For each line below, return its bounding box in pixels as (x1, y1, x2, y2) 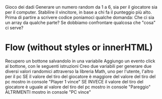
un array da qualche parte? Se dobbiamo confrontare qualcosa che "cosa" (5, 20, 156, 25)
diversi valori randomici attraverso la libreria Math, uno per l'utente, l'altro (5, 68, 154, 74)
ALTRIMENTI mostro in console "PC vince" (5, 89, 91, 95)
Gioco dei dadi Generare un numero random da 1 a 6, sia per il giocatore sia (5, 4, 158, 10)
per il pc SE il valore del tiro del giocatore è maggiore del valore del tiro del (5, 73, 156, 79)
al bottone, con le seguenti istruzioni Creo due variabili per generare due (5, 63, 152, 69)
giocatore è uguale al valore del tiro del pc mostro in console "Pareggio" (5, 84, 151, 90)
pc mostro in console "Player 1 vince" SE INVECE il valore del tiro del (5, 79, 144, 84)
